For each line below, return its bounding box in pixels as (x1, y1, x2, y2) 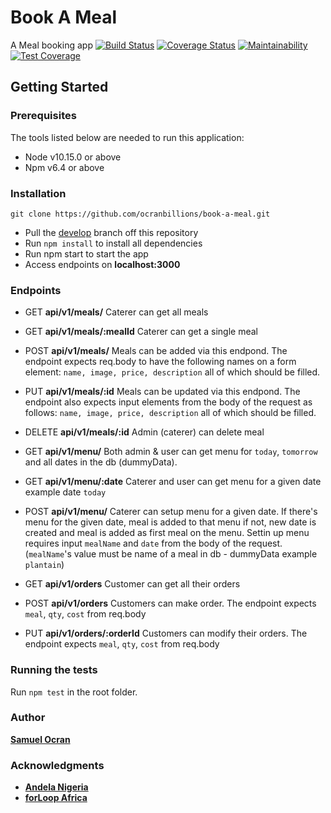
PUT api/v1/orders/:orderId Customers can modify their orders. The (24, 627, 308, 640)
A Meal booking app (10, 39, 93, 51)
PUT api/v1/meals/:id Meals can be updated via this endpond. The (24, 386, 301, 398)
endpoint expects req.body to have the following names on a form (24, 356, 297, 368)
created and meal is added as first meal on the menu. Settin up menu (24, 527, 310, 539)
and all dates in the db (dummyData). (24, 456, 178, 468)
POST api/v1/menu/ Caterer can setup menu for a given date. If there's (24, 506, 318, 518)
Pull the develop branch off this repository (24, 226, 199, 238)
